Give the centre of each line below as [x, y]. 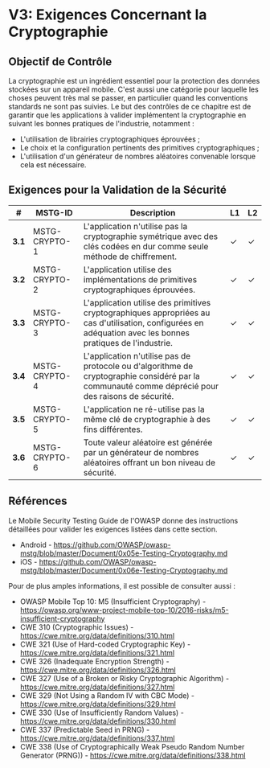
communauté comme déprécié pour [151, 386]
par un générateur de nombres [141, 452]
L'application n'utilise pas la [135, 226]
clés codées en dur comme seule [146, 246]
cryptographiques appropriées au [147, 313]
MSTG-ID [55, 212]
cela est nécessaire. [53, 165]
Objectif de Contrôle [60, 62]
